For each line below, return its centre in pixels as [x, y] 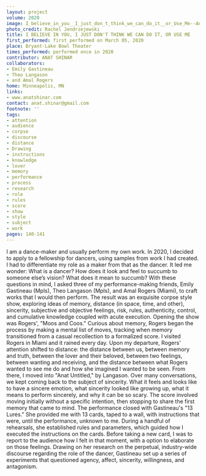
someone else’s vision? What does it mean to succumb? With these [91, 278]
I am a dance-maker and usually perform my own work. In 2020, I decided [100, 251]
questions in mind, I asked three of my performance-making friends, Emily [100, 284]
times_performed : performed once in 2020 [60, 52]
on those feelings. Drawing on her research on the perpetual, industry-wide [102, 447]
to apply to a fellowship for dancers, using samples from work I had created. [103, 258]
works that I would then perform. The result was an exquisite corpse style [99, 297]
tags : [13, 115]
